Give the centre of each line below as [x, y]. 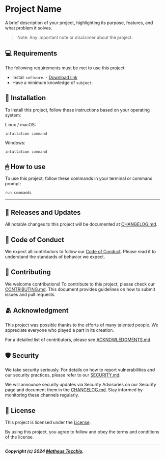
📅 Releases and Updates [43, 212]
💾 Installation [26, 98]
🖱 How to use [25, 166]
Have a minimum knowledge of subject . [53, 83]
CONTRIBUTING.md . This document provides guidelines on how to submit [80, 289]
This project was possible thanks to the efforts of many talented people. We [82, 325]
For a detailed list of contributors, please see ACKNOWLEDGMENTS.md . [78, 340]
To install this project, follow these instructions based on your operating [78, 110]
